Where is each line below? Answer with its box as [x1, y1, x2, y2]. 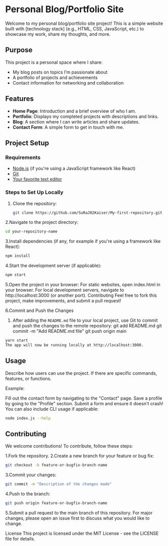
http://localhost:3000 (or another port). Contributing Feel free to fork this [5, 292, 157, 298]
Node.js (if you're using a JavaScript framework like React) [12, 166, 136, 172]
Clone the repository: [12, 200, 57, 206]
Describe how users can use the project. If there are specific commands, [5, 370, 157, 376]
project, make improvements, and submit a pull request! [5, 298, 121, 304]
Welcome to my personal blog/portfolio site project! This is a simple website [5, 20, 163, 26]
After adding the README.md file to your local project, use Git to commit [12, 318, 158, 324]
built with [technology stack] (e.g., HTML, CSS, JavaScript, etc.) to [5, 25, 144, 31]
